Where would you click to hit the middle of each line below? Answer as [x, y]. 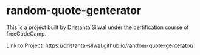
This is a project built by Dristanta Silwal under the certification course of [98, 27]
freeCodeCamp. [26, 33]
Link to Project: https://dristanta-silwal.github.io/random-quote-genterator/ [100, 45]
